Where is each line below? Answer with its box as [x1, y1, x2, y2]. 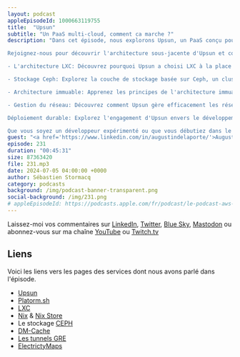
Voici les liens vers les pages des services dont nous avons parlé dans [7, 267, 216, 276]
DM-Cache [17, 326, 51, 335]
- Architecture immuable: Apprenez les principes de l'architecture [7, 89, 216, 96]
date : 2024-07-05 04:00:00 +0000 [7, 167, 107, 174]
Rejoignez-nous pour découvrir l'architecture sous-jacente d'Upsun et [7, 50, 225, 57]
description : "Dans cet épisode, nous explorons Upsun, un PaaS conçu [7, 37, 222, 44]
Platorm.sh [17, 296, 50, 304]
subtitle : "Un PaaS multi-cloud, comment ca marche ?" [7, 30, 174, 38]
